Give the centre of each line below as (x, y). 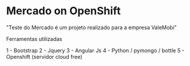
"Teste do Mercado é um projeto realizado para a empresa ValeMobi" (92, 27)
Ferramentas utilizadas (34, 39)
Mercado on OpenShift (64, 11)
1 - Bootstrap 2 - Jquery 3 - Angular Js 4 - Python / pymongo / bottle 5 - (95, 50)
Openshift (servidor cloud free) (44, 56)
